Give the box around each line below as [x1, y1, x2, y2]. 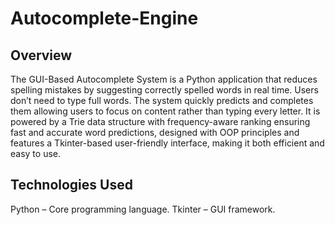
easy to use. [10, 148, 61, 159]
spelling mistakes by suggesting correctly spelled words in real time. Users [10, 84, 319, 96]
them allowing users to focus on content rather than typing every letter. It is [10, 105, 321, 117]
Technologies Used [10, 177, 133, 194]
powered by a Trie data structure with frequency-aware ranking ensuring [10, 116, 311, 127]
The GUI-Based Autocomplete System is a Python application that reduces [10, 73, 318, 85]
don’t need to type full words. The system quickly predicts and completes [10, 95, 314, 106]
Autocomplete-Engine [10, 7, 199, 30]
